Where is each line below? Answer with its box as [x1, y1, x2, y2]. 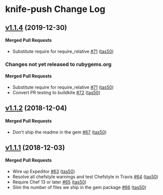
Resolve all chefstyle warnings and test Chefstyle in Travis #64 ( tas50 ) [12, 174, 158, 180]
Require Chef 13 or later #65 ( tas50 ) [12, 179, 86, 185]
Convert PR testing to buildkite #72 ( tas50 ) [12, 89, 101, 95]
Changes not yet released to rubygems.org [5, 61, 111, 68]
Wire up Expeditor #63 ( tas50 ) [12, 169, 75, 175]
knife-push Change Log [5, 3, 105, 15]
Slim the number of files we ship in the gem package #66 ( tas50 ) [12, 185, 146, 191]
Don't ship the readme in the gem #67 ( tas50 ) [12, 129, 107, 135]
